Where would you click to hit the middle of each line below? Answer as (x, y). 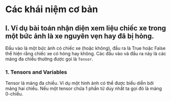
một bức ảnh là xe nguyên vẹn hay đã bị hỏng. (80, 36)
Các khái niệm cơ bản (52, 9)
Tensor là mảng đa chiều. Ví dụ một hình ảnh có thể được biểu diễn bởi (80, 83)
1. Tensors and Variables (36, 72)
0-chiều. (14, 94)
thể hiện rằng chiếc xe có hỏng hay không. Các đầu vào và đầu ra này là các (86, 54)
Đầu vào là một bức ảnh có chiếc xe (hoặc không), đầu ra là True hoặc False (86, 48)
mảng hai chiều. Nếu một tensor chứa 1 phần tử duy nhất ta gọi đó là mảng (84, 89)
